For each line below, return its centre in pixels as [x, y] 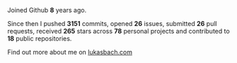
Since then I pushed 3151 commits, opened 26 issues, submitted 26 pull [112, 23]
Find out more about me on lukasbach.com [70, 52]
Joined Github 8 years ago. [47, 10]
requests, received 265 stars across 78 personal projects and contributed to [118, 31]
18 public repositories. [40, 38]
